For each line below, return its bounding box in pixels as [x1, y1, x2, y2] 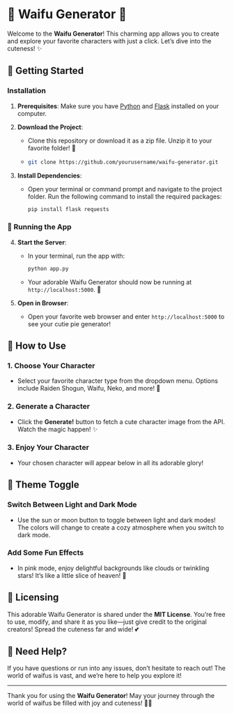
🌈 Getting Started [7, 65, 84, 77]
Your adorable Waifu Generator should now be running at [27, 277, 192, 286]
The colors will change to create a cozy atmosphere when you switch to [17, 523, 224, 532]
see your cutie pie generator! [27, 319, 111, 328]
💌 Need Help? [7, 646, 68, 657]
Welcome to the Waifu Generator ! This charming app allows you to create [7, 29, 219, 38]
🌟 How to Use [7, 340, 66, 351]
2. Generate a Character [7, 402, 91, 411]
